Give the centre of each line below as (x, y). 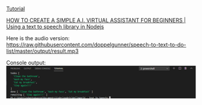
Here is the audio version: (38, 38)
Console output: (26, 63)
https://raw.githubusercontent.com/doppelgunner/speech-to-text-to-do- (96, 45)
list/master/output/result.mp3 (43, 51)
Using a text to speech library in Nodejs (55, 27)
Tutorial (16, 9)
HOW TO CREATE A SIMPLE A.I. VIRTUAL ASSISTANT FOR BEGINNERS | (96, 20)
